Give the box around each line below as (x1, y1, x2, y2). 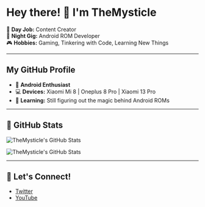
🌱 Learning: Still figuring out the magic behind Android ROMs (15, 96, 170, 104)
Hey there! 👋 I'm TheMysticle (6, 5, 157, 20)
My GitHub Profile (6, 65, 76, 75)
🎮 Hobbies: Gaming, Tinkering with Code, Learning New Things (6, 39, 169, 46)
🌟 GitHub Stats (6, 120, 63, 131)
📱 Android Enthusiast (15, 81, 71, 88)
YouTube (15, 194, 38, 202)
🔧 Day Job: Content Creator (6, 26, 76, 33)
